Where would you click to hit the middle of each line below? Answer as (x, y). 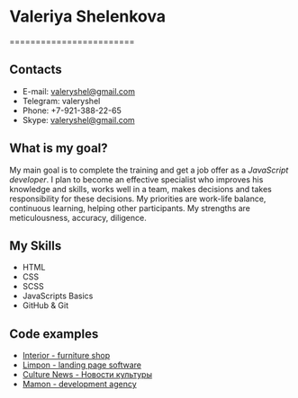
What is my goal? (59, 149)
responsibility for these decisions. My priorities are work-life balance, (138, 199)
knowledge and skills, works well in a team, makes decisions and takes (140, 189)
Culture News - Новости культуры (87, 375)
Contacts (36, 70)
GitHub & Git (45, 305)
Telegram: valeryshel (61, 101)
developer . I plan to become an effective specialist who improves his (136, 179)
